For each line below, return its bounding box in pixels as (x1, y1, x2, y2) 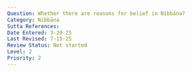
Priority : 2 (7, 55, 41, 62)
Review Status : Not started (7, 42, 88, 49)
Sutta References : (7, 23, 60, 29)
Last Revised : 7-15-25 (7, 36, 72, 43)
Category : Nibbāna (7, 16, 60, 23)
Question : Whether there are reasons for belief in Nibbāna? (7, 10, 186, 17)
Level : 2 (7, 49, 32, 56)
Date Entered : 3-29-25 (7, 29, 72, 36)
